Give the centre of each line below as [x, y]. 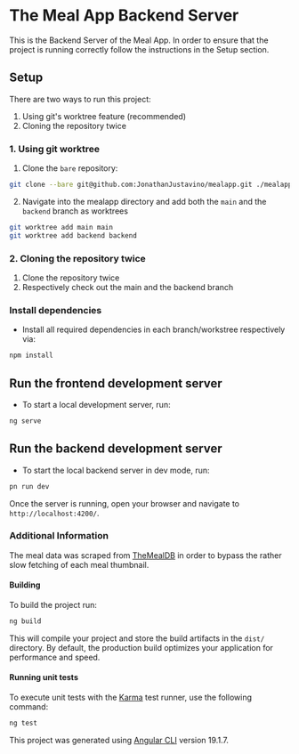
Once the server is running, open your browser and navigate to [125, 503]
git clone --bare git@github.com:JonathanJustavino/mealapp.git [131, 185]
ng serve [25, 421]
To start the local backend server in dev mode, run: [116, 470]
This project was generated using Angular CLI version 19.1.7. [119, 740]
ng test [24, 723]
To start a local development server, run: [96, 404]
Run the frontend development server [116, 383]
